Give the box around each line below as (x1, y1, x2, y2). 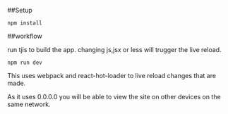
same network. (7, 100, 51, 108)
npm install (7, 20, 42, 27)
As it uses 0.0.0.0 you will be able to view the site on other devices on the (7, 93, 221, 101)
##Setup (7, 6, 33, 14)
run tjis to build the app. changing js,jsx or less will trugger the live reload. (7, 46, 222, 53)
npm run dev (7, 59, 42, 66)
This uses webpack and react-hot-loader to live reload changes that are (7, 72, 217, 80)
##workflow (7, 32, 42, 40)
